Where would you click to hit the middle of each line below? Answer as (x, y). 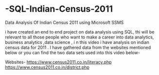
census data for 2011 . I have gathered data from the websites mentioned (78, 47)
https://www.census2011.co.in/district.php (47, 67)
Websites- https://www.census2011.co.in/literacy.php (58, 62)
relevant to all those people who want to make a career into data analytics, (79, 37)
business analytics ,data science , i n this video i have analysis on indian (77, 42)
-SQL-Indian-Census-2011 (59, 9)
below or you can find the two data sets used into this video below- (72, 53)
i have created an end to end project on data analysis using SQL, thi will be (80, 32)
